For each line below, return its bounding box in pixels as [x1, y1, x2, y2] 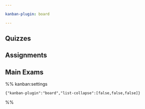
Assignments [5, 51, 48, 59]
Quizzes [5, 34, 31, 43]
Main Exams [5, 68, 44, 76]
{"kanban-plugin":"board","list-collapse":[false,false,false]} [5, 91, 141, 96]
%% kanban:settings [5, 81, 48, 87]
